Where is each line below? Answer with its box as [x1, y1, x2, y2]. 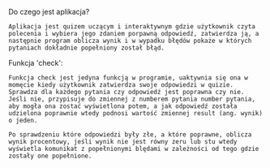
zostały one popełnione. [8, 152, 92, 160]
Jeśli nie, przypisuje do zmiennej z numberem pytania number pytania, [8, 95, 255, 103]
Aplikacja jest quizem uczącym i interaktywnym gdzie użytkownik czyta [8, 23, 255, 31]
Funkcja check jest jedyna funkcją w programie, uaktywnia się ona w [8, 74, 249, 82]
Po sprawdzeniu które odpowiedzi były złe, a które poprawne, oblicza [8, 131, 252, 139]
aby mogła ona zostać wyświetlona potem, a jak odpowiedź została [8, 102, 238, 110]
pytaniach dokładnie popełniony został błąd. [8, 44, 165, 52]
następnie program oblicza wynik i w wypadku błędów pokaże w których [8, 37, 252, 45]
